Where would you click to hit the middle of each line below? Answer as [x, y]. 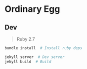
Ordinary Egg [32, 9]
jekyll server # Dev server [35, 57]
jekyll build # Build [28, 62]
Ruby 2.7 [26, 39]
